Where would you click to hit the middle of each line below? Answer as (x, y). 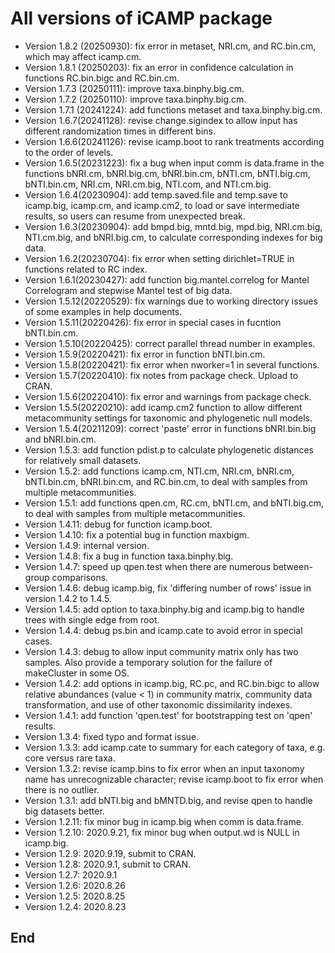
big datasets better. (64, 811)
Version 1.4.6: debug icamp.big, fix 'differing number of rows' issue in (168, 588)
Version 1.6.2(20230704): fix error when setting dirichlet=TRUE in (159, 258)
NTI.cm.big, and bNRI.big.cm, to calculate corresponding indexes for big (173, 237)
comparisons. (80, 577)
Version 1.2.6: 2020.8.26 (75, 885)
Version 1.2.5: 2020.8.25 (75, 896)
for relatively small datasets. (83, 460)
